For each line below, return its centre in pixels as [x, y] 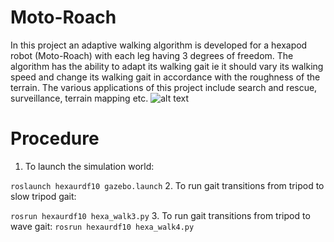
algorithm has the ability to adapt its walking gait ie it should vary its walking [167, 66]
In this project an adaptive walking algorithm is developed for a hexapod [159, 45]
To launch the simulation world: [89, 166]
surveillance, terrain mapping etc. [79, 98]
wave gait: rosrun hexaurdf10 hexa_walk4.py [102, 226]
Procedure [55, 138]
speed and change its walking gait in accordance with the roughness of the [165, 77]
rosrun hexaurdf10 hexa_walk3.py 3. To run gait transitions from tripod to [160, 215]
